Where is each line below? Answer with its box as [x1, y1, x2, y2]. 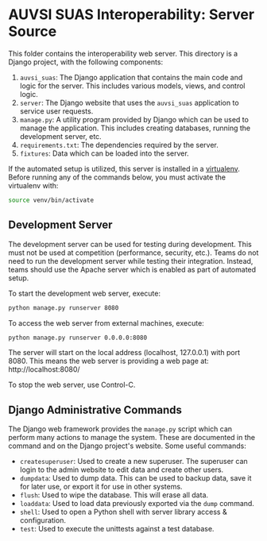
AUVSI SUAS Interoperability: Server [8, 6, 255, 24]
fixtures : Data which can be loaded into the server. [19, 149, 189, 158]
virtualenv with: [8, 180, 59, 190]
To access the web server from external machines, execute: [8, 318, 204, 327]
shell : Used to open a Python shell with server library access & [19, 507, 228, 517]
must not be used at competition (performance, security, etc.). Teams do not [8, 248, 259, 257]
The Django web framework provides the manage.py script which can [8, 424, 233, 434]
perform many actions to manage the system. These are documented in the [8, 433, 256, 442]
